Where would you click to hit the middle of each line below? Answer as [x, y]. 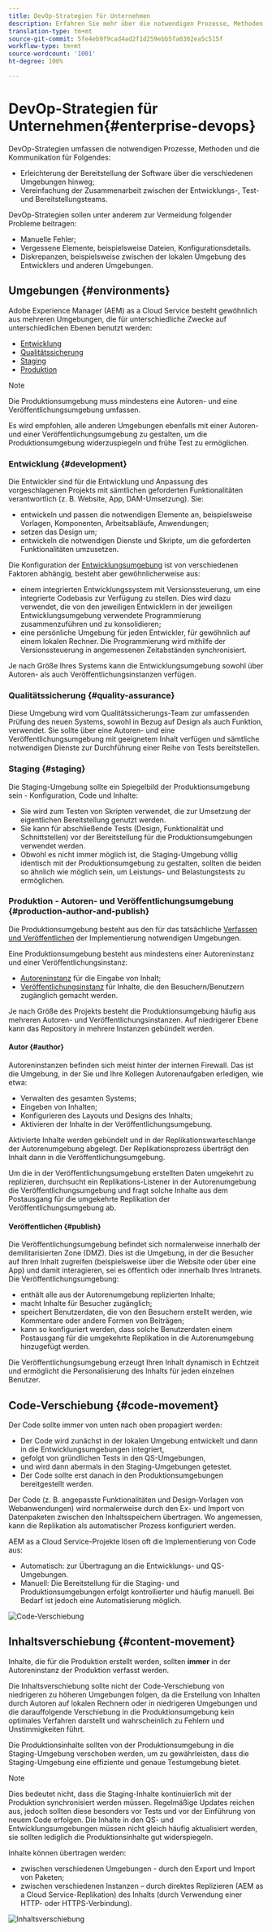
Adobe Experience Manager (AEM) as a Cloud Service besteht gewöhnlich [133, 310]
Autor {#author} [36, 1047]
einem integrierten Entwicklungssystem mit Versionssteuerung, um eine [140, 589]
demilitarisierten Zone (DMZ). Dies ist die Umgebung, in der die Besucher [131, 1253]
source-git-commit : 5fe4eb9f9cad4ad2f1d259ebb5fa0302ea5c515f [116, 39]
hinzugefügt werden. [55, 1347]
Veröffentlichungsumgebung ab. [62, 1208]
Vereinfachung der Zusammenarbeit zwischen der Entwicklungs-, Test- [140, 190]
